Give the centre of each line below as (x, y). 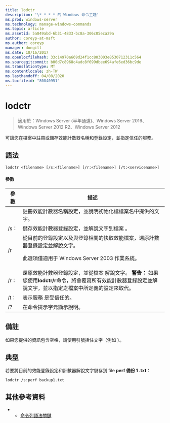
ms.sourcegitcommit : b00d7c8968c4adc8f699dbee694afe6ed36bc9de (73, 62)
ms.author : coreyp (25, 43)
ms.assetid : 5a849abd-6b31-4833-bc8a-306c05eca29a (60, 34)
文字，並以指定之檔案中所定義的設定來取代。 (81, 288)
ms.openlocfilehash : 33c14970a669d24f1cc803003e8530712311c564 (73, 57)
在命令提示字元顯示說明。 (53, 307)
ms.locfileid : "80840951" (32, 81)
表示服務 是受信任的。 (49, 298)
